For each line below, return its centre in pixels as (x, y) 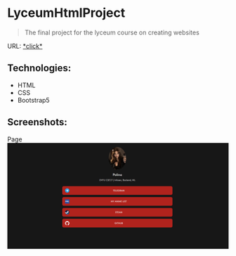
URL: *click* (25, 46)
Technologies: (39, 68)
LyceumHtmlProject (66, 13)
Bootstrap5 (34, 100)
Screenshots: (38, 122)
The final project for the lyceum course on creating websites (112, 32)
